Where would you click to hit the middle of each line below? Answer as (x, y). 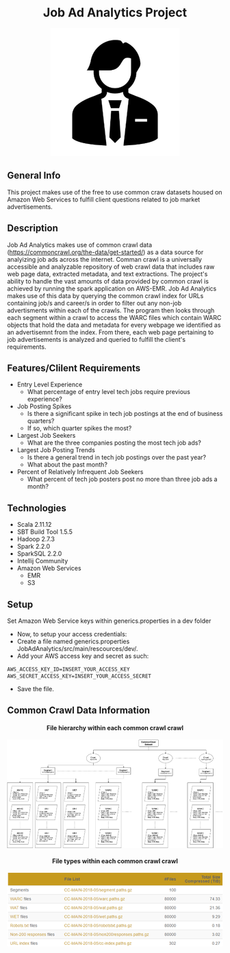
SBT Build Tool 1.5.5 (45, 532)
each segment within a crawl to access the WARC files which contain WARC (114, 317)
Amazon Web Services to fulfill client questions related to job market (104, 199)
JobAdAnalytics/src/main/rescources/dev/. (77, 648)
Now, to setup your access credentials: (72, 634)
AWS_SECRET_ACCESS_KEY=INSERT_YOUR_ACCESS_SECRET (79, 676)
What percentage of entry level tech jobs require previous (108, 392)
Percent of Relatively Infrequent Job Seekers (80, 472)
